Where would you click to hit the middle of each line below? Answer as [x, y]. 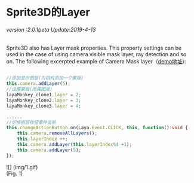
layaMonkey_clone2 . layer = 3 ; [44, 100]
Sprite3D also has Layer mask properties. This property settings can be [94, 48]
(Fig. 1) [15, 173]
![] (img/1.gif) [22, 167]
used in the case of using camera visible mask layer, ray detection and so [96, 54]
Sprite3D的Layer [48, 12]
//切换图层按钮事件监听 [31, 122]
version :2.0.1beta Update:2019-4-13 [51, 29]
